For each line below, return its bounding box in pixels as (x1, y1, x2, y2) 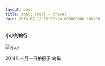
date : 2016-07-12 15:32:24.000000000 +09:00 (5, 16, 100, 21)
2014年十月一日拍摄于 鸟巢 (5, 55, 62, 61)
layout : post (5, 7, 33, 12)
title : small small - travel (5, 12, 67, 17)
